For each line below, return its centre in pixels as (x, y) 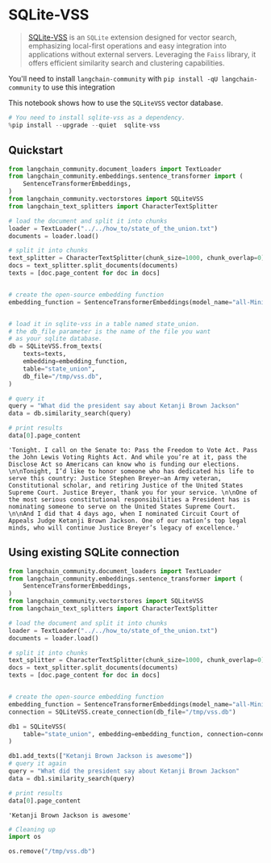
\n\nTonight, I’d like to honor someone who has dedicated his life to (131, 471)
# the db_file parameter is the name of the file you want (110, 331)
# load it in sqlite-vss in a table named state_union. (104, 324)
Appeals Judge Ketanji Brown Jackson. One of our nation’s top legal (128, 521)
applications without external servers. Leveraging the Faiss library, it (142, 54)
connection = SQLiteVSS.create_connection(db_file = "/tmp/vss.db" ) (122, 712)
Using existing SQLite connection (94, 553)
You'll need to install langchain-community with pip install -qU (113, 78)
